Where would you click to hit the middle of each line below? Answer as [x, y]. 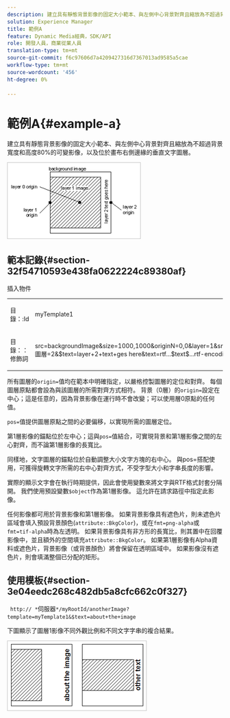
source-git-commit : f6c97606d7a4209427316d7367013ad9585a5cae [98, 58]
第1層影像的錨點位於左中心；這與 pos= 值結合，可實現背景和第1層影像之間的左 [115, 436]
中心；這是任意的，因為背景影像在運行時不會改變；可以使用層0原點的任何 [111, 398]
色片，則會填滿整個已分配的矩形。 [55, 557]
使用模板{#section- [49, 581]
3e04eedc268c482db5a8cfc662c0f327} [98, 592]
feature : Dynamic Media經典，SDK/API [59, 36]
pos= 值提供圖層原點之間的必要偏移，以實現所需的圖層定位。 [91, 421]
